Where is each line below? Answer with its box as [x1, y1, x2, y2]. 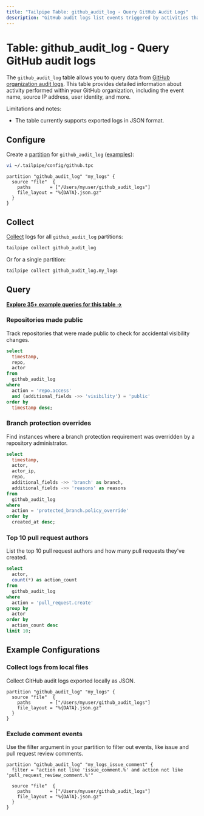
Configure [6, 135, 46, 145]
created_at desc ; [12, 519, 56, 525]
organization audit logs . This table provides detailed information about [6, 80, 182, 88]
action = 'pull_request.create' [12, 600, 94, 606]
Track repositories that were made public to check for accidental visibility [6, 330, 190, 337]
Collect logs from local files [6, 663, 89, 672]
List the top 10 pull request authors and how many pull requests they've [6, 547, 185, 555]
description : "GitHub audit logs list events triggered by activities [6, 15, 189, 21]
